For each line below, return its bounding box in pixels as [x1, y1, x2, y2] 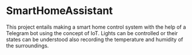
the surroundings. [6, 42, 49, 49]
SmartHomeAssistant [6, 4, 113, 18]
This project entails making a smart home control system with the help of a [6, 23, 186, 30]
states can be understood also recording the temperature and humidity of [6, 36, 183, 43]
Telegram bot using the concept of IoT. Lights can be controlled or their [6, 29, 179, 36]
